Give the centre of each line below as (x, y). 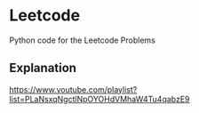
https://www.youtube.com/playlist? (73, 89)
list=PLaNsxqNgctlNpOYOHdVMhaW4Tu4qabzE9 (99, 99)
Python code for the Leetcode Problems (82, 40)
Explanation (43, 68)
